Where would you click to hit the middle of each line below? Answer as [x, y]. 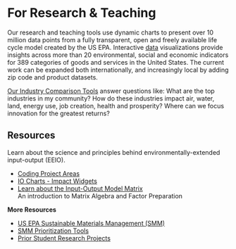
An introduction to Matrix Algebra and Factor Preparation [100, 196]
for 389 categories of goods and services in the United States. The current [116, 62]
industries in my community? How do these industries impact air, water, [111, 98]
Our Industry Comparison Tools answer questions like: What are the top [111, 91]
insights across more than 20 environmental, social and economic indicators [118, 55]
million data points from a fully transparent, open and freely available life [112, 39]
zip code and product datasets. [53, 77]
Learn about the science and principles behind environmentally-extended [114, 152]
